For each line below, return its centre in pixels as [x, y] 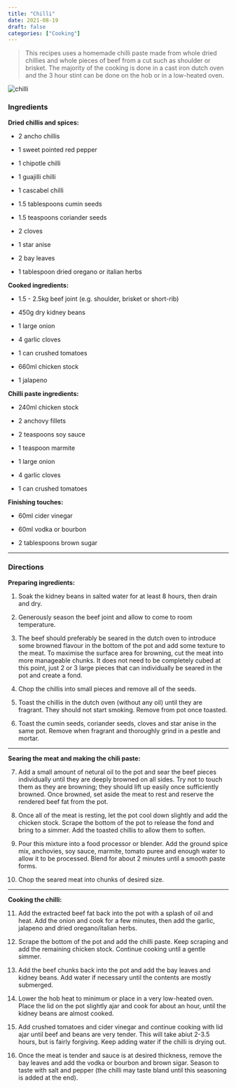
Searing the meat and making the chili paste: [74, 758]
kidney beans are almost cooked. [66, 1013]
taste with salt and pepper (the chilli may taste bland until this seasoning [122, 1070]
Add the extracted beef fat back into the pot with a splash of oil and [116, 913]
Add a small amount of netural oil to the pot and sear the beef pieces [117, 772]
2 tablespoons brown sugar [58, 542]
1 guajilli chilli [37, 176]
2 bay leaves [36, 258]
